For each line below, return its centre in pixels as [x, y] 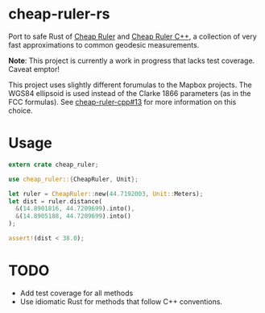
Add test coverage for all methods [77, 293]
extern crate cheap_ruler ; [54, 165]
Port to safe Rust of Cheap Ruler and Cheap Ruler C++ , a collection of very [133, 36]
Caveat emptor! [34, 69]
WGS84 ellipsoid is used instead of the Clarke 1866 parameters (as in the [130, 93]
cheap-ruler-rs [59, 14]
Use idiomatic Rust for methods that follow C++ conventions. [121, 301]
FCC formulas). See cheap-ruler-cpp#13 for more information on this [122, 102]
